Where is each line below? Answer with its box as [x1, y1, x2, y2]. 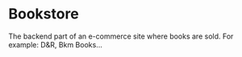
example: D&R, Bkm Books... [8, 39, 102, 49]
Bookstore [8, 5, 79, 23]
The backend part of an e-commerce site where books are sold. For [8, 31, 234, 41]
